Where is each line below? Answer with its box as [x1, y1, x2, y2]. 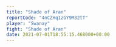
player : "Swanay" [6, 20, 50, 26]
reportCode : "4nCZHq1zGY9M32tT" [6, 15, 88, 21]
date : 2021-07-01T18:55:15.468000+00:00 [6, 32, 111, 38]
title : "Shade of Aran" [6, 9, 67, 15]
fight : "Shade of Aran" [6, 26, 67, 32]
